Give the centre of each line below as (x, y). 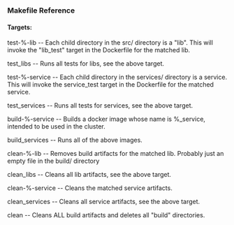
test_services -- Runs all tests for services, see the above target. (100, 106)
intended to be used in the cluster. (57, 126)
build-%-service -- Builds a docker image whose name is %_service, (107, 119)
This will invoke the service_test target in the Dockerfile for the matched (111, 85)
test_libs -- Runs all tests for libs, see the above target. (86, 64)
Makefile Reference (41, 10)
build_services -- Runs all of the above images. (75, 140)
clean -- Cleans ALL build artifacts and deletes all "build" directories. (106, 215)
